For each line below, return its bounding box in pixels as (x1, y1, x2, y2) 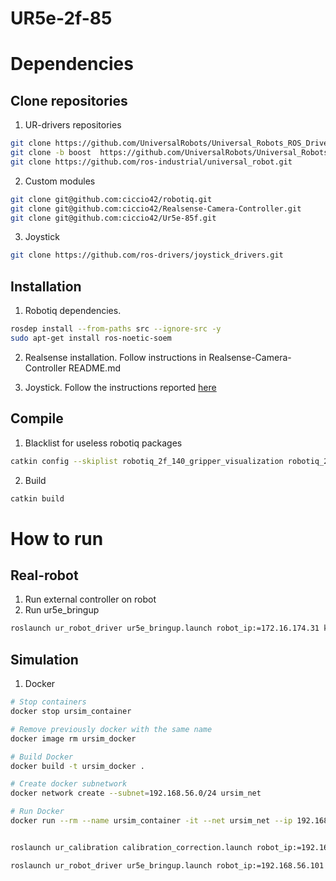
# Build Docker (10, 752, 74, 762)
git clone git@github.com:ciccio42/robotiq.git (10, 194, 213, 204)
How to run (10, 527, 104, 550)
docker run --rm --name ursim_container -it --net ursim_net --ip (10, 816, 293, 826)
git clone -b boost (10, 148, 92, 158)
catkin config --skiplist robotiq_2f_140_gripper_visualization (10, 456, 284, 466)
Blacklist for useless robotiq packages (24, 437, 183, 449)
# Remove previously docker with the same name (10, 724, 213, 734)
